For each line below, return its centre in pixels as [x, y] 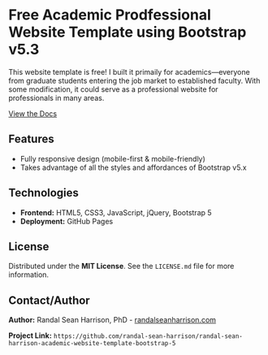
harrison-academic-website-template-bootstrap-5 [92, 344]
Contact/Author [50, 300]
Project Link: [30, 336]
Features [31, 139]
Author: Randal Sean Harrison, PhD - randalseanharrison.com [112, 320]
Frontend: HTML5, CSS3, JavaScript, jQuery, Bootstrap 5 [116, 212]
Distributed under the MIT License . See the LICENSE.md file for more [121, 266]
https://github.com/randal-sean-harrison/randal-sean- [149, 336]
